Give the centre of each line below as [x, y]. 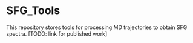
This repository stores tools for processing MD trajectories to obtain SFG [97, 27]
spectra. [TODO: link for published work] [57, 33]
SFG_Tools [33, 11]
